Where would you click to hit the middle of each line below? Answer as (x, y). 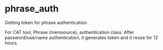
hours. (11, 42)
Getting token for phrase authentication (46, 22)
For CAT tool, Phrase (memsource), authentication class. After (70, 32)
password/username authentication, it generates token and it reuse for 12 (81, 37)
